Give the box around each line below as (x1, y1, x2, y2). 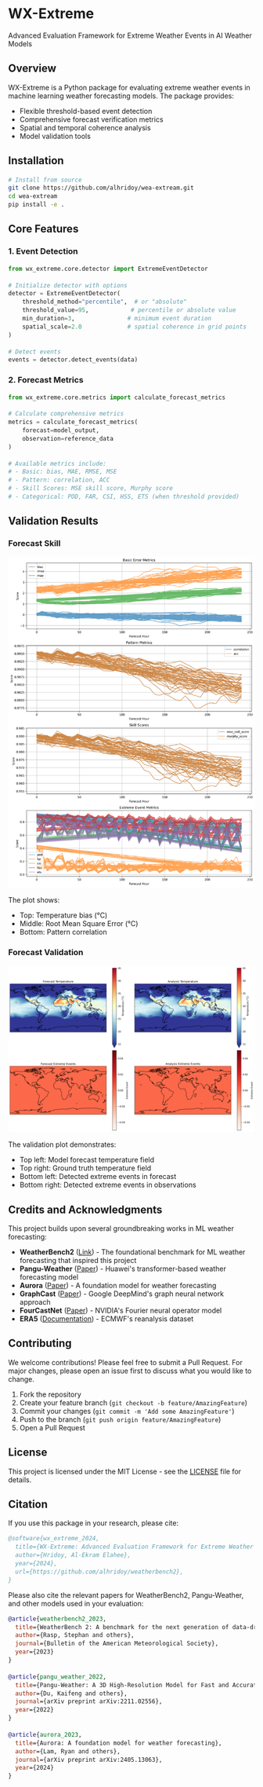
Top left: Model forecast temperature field (19, 1155, 155, 1165)
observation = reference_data (22, 434, 113, 442)
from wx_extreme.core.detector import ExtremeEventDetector (8, 265, 209, 273)
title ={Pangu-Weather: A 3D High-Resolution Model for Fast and (15, 1681, 229, 1689)
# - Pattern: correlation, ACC (8, 476, 110, 484)
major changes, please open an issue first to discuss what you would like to (8, 1366, 252, 1375)
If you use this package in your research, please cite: (8, 1518, 178, 1528)
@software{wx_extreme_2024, (8, 1535, 100, 1543)
